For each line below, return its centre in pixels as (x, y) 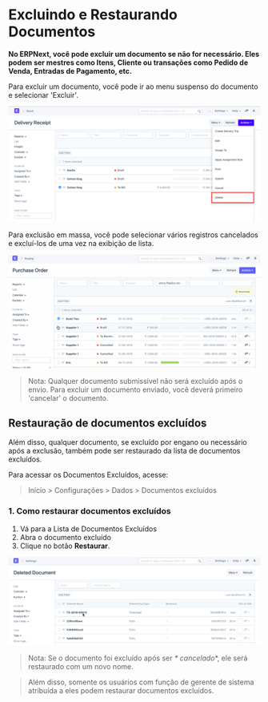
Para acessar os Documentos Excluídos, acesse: (88, 475)
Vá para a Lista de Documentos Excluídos (88, 529)
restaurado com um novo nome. (80, 667)
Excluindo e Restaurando (93, 15)
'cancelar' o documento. (68, 397)
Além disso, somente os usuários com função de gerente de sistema (141, 682)
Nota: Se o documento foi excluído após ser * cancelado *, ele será (138, 658)
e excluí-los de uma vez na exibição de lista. (81, 244)
